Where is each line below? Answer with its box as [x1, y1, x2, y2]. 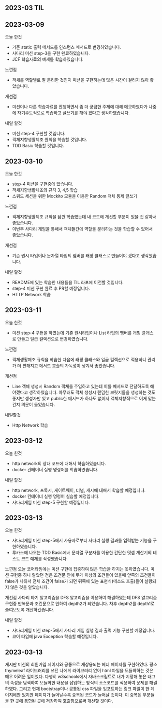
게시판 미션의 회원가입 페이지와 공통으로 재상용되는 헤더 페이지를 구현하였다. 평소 [5, 661, 158, 668]
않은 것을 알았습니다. [10, 584, 49, 590]
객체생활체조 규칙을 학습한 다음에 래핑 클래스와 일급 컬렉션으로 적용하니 [12, 356, 147, 362]
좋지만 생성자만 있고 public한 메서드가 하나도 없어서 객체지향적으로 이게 [12, 395, 147, 401]
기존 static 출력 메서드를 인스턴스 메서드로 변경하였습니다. [12, 44, 121, 50]
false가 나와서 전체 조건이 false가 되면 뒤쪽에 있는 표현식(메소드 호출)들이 [5, 578, 144, 584]
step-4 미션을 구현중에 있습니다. [12, 181, 74, 187]
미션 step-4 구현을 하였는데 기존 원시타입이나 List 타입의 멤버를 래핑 [12, 330, 141, 336]
